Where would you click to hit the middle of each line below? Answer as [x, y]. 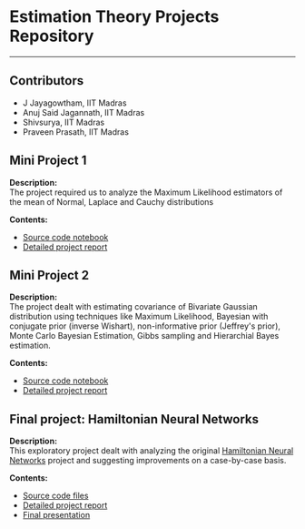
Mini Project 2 [49, 275]
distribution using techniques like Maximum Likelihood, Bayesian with [139, 317]
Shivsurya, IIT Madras [64, 122]
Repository [52, 36]
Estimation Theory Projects [114, 17]
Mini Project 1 [48, 161]
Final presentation [56, 515]
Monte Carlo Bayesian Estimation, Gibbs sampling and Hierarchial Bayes [144, 336]
